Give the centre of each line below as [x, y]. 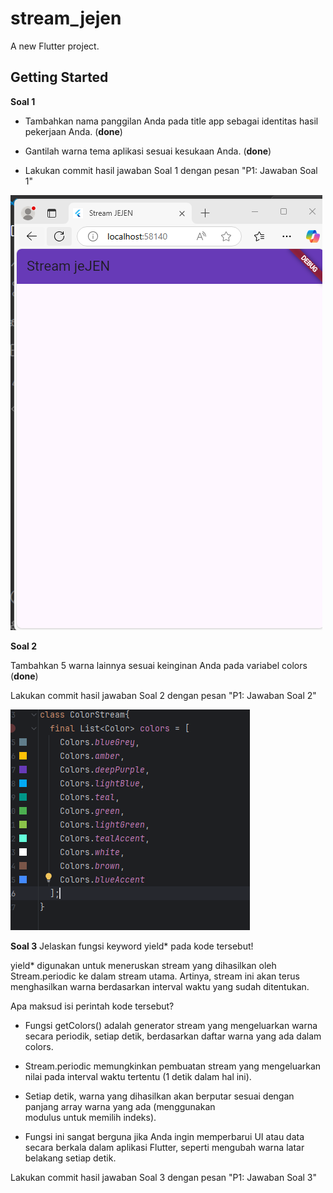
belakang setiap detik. [70, 1158]
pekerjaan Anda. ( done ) [73, 131]
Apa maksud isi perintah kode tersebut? [92, 1006]
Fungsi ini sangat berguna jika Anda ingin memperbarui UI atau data [164, 1136]
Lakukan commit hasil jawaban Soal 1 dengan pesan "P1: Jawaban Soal [171, 170]
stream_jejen [66, 18]
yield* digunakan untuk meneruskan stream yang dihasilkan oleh [143, 965]
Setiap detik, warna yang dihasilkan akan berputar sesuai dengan [159, 1096]
